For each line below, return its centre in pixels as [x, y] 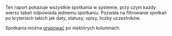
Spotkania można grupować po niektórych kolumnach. [63, 28]
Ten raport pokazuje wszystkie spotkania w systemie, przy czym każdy [81, 7]
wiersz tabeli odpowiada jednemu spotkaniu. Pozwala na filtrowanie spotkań [86, 13]
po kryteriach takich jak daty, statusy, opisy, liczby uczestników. [73, 18]
